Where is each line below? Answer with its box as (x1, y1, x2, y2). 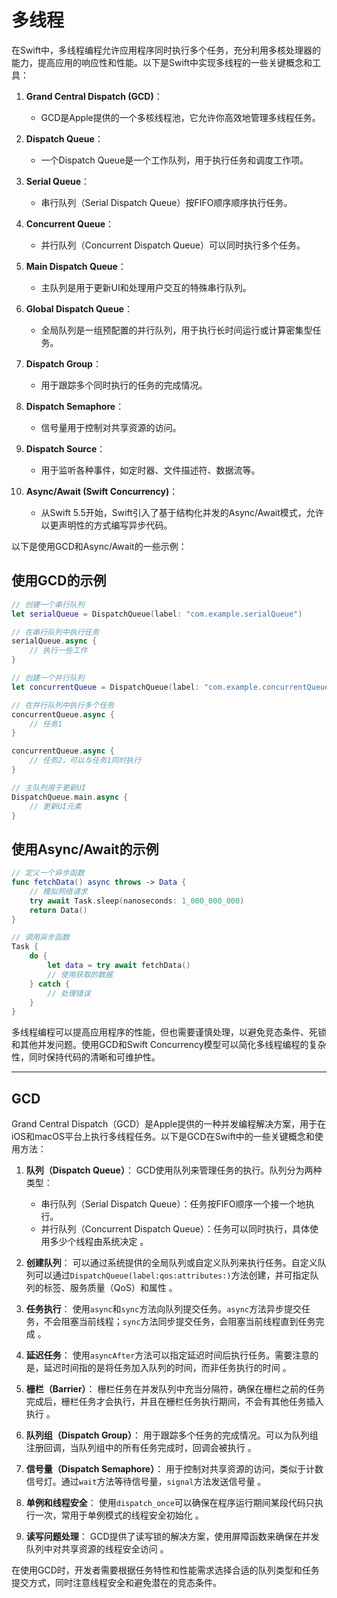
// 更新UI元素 (29, 801, 82, 811)
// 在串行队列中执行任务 (11, 627, 100, 637)
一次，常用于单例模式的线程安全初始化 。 (34, 1509, 204, 1521)
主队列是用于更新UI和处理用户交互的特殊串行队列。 (40, 281, 252, 293)
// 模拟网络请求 (29, 886, 88, 896)
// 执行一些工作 (29, 646, 88, 656)
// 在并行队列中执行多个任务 (11, 700, 115, 710)
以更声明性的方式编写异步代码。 (40, 519, 173, 531)
